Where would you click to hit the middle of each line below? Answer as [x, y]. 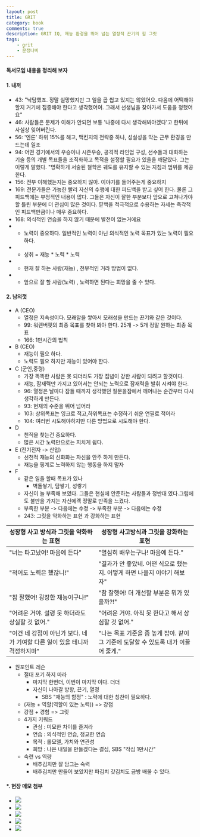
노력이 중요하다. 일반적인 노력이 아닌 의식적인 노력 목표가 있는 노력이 [103, 233]
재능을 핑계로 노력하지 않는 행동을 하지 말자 [74, 464]
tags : [13, 39]
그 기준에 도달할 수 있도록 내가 [138, 642]
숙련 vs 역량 [38, 756]
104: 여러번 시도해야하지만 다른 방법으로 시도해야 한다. [87, 421]
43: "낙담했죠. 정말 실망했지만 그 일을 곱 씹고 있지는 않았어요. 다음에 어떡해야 [104, 100]
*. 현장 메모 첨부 [24, 786]
